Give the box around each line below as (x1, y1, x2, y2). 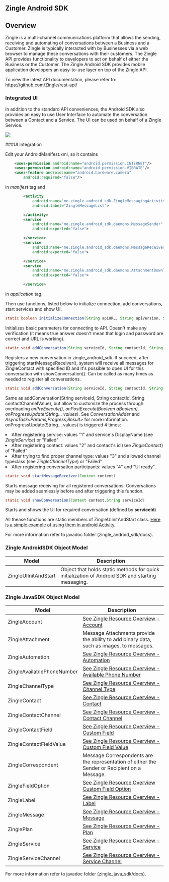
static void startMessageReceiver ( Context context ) (5, 473, 116, 478)
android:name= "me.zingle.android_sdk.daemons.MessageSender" (32, 222, 163, 227)
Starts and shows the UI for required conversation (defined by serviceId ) (5, 507, 156, 513)
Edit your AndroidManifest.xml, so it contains (5, 151, 98, 157)
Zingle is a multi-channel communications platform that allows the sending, (5, 35, 161, 41)
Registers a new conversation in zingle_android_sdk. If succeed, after (5, 354, 149, 360)
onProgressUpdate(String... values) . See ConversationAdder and (5, 411, 140, 417)
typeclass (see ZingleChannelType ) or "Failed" (5, 458, 102, 464)
